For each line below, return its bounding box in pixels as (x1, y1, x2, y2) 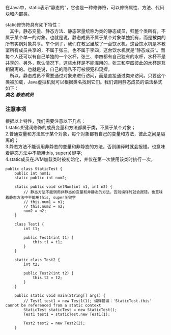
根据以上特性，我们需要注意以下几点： (5, 118, 85, 124)
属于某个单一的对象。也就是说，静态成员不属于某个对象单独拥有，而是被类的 (5, 35, 166, 40)
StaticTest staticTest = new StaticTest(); (23, 308, 117, 313)
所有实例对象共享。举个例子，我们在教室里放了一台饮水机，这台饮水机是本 (5, 41, 161, 47)
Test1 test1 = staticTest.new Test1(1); (23, 312, 110, 317)
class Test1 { (14, 222, 44, 227)
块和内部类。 (5, 11, 32, 17)
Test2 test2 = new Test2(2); (23, 321, 85, 326)
